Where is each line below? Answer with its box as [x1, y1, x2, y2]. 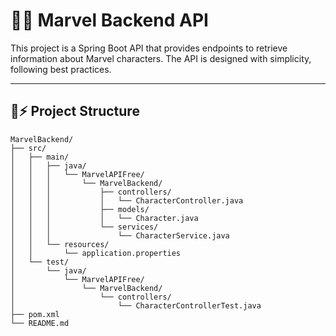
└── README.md [10, 318, 70, 328]
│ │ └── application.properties [10, 248, 182, 258]
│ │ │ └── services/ [10, 222, 159, 232]
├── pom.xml [10, 309, 60, 319]
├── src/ [10, 143, 47, 153]
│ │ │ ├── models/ [10, 204, 150, 214]
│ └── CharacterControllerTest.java [10, 300, 262, 311]
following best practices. [10, 63, 112, 75]
